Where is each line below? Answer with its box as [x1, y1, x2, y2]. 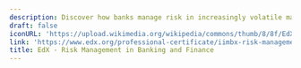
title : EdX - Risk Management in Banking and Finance [9, 46, 215, 55]
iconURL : [9, 29, 42, 38]
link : [9, 37, 30, 47]
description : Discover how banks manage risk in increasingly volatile [9, 12, 282, 22]
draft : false [9, 21, 58, 30]
